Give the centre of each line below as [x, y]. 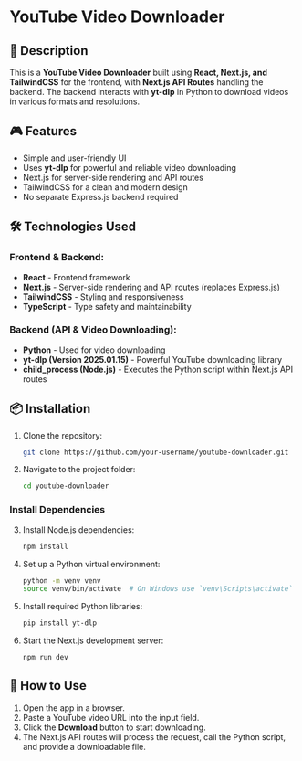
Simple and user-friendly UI [74, 158]
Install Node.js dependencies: [78, 529]
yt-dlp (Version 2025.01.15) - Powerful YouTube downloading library [152, 359]
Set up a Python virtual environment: [91, 564]
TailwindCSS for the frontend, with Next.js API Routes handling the [136, 82]
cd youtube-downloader [66, 486]
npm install [45, 546]
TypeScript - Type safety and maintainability [107, 306]
